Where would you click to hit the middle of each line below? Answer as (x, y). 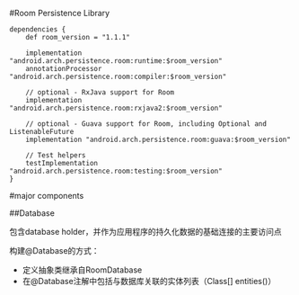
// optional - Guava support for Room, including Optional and (146, 124)
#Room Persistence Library (60, 13)
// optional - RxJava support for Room (100, 93)
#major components (47, 196)
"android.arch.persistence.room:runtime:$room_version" (116, 61)
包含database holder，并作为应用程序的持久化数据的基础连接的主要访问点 (146, 232)
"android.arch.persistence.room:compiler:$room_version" (118, 76)
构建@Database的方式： (55, 250)
